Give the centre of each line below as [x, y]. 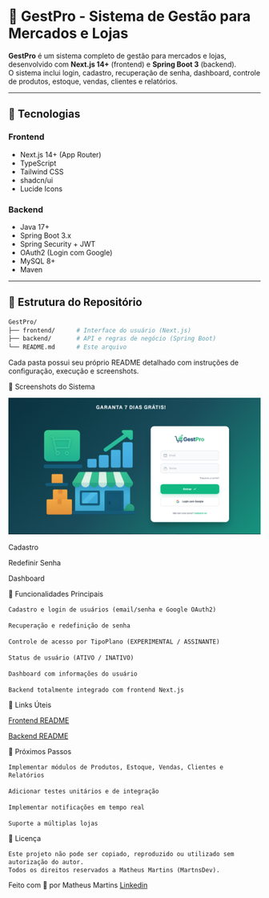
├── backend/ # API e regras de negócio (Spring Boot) [112, 339]
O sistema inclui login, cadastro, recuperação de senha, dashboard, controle [134, 72]
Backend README [38, 736]
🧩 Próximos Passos [40, 752]
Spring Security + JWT [58, 243]
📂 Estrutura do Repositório [75, 302]
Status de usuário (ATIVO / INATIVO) [71, 658]
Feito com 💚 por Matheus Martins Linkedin [78, 885]
